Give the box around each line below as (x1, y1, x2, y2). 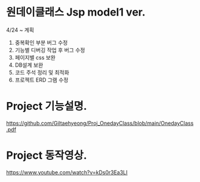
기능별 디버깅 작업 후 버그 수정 (14, 46, 85, 54)
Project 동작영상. (6, 149, 88, 162)
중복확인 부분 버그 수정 (14, 39, 68, 46)
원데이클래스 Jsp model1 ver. (6, 5, 146, 19)
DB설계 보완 (14, 61, 44, 69)
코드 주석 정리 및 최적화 (14, 69, 70, 76)
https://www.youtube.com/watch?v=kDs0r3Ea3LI (6, 168, 128, 176)
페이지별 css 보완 (14, 54, 56, 61)
